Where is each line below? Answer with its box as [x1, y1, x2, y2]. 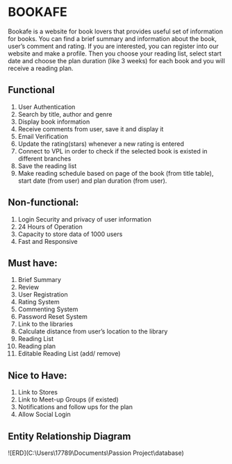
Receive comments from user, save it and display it [17, 124, 164, 133]
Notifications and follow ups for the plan [17, 403, 133, 411]
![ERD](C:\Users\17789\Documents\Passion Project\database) [8, 449, 185, 457]
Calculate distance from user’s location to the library [17, 327, 168, 335]
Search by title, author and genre [17, 110, 113, 118]
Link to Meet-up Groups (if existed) [17, 395, 119, 404]
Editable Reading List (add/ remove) [17, 349, 121, 358]
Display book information [17, 117, 90, 126]
